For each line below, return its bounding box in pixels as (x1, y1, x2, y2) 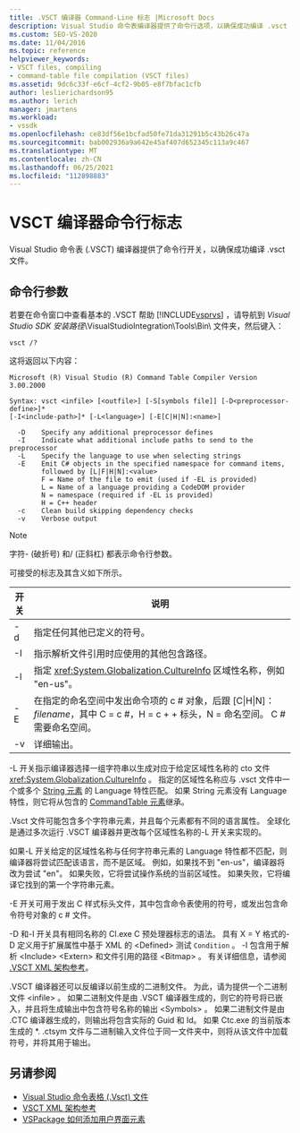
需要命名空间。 (33, 722, 96, 734)
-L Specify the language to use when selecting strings (17, 451, 242, 460)
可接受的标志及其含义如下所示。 (9, 568, 127, 578)
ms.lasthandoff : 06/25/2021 (9, 163, 114, 172)
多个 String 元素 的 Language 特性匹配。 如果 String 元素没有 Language (24, 785, 287, 795)
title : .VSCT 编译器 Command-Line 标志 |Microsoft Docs (9, 13, 215, 22)
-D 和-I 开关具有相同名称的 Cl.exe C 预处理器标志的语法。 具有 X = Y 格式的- (9, 929, 290, 939)
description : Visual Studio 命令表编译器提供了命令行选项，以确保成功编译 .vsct (9, 21, 287, 30)
